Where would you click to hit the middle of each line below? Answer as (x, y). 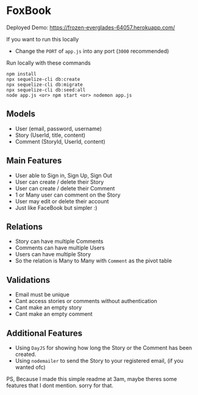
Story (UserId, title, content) (50, 135)
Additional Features (44, 333)
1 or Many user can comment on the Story (68, 195)
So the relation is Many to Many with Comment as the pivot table (94, 261)
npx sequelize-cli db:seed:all (46, 90)
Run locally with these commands (49, 63)
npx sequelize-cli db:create (43, 79)
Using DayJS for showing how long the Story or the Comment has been (104, 348)
